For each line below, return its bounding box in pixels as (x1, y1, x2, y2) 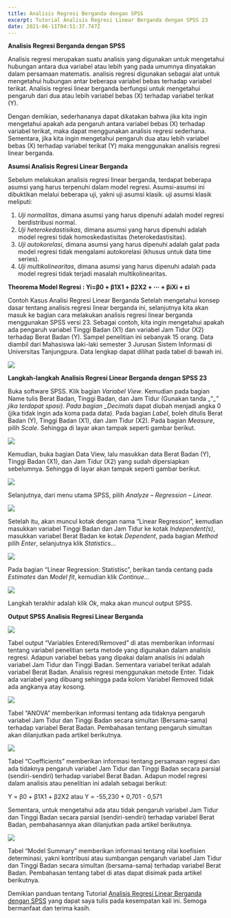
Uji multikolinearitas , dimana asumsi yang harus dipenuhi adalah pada (17, 263, 216, 271)
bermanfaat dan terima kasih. (8, 904, 91, 912)
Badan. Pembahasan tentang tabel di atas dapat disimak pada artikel (8, 869, 202, 877)
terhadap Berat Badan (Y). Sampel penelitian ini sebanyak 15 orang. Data (8, 333, 214, 341)
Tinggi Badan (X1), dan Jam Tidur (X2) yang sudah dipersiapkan (8, 458, 190, 466)
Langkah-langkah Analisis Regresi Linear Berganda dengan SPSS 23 (8, 374, 208, 382)
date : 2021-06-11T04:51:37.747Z (8, 23, 100, 30)
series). (17, 255, 40, 263)
